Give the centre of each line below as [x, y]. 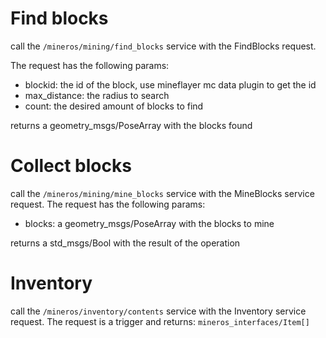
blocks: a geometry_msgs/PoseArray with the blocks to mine [149, 223]
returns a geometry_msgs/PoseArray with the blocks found [131, 125]
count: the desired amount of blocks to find [114, 106]
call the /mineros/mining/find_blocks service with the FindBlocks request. [163, 46]
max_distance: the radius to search [97, 95]
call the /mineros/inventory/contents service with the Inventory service [158, 311]
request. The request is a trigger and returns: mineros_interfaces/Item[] [160, 321]
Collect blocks [71, 166]
